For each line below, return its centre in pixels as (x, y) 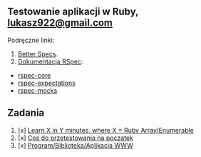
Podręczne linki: (31, 40)
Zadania (26, 113)
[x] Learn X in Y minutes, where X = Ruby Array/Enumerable (106, 130)
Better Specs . (38, 54)
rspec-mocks (37, 90)
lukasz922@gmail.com (60, 23)
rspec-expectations (47, 83)
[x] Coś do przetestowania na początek (76, 138)
